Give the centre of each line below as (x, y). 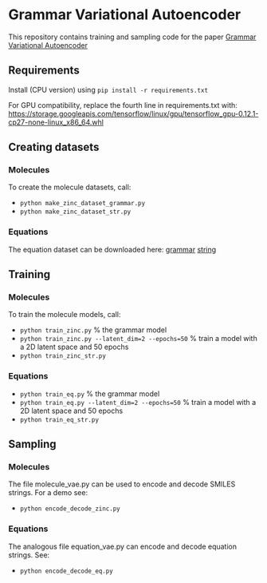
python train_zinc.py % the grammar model (93, 330)
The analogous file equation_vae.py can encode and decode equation (123, 546)
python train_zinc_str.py (63, 356)
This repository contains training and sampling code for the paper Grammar (132, 37)
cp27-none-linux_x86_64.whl (56, 122)
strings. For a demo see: (48, 493)
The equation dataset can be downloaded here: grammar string (112, 249)
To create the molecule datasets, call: (70, 187)
